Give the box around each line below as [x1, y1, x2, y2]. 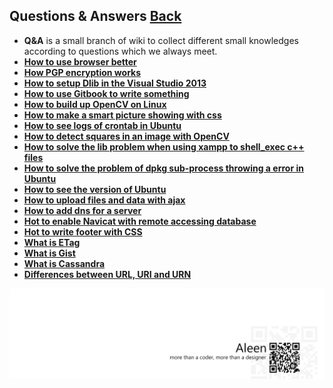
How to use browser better [23, 55, 137, 68]
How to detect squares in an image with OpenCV [23, 130, 230, 142]
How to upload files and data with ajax [23, 194, 186, 206]
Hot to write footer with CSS [23, 225, 143, 238]
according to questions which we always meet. [23, 45, 218, 57]
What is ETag [23, 236, 81, 248]
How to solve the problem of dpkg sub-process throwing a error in [23, 162, 304, 174]
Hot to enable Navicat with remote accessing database [23, 215, 257, 227]
